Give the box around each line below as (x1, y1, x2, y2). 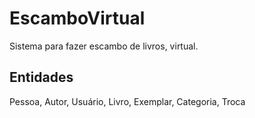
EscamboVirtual (9, 7, 146, 30)
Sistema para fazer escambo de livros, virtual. (9, 40, 199, 52)
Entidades (9, 69, 74, 86)
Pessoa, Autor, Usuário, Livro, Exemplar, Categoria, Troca (9, 95, 246, 107)
